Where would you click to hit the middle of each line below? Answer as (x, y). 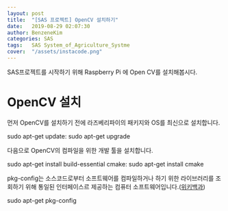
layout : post (26, 13)
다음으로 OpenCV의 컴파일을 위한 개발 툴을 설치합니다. (80, 150)
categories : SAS (30, 39)
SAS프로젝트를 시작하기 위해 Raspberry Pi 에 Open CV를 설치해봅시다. (102, 72)
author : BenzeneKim (35, 33)
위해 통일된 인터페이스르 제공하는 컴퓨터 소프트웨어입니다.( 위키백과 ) (115, 186)
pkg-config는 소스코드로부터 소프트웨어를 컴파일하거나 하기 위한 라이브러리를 (111, 178)
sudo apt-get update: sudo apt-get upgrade (69, 136)
